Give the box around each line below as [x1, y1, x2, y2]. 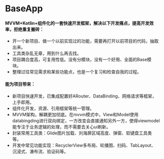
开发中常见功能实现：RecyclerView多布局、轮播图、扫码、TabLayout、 [12, 142, 156, 148]
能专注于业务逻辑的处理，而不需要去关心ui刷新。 [12, 124, 111, 129]
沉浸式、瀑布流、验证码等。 [12, 148, 69, 154]
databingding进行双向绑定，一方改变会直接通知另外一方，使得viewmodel [12, 118, 160, 124]
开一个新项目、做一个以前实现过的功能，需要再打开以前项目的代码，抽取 [12, 38, 159, 44]
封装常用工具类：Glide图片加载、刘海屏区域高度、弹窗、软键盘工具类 [12, 130, 152, 136]
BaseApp [5, 3, 43, 14]
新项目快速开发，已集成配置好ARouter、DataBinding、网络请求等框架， [12, 93, 157, 99]
